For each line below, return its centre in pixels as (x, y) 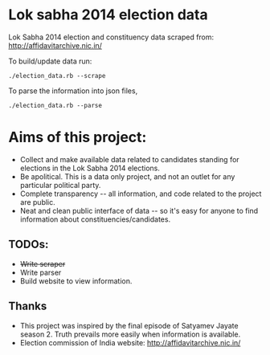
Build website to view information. (76, 281)
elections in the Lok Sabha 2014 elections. (90, 168)
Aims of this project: (78, 137)
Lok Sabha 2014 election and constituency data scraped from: (111, 37)
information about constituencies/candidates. (95, 219)
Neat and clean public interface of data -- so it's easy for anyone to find (139, 210)
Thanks (28, 306)
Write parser (41, 272)
